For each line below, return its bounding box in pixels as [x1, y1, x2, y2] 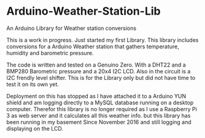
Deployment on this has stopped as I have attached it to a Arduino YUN [6, 92, 187, 100]
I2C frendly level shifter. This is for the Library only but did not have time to [6, 74, 196, 81]
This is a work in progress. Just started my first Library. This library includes [6, 36, 199, 43]
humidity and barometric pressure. [6, 49, 94, 56]
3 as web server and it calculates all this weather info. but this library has [6, 112, 191, 119]
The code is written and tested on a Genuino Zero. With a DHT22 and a [6, 61, 186, 68]
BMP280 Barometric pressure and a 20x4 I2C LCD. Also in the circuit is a [6, 67, 191, 74]
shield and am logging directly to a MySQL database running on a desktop [6, 99, 194, 106]
